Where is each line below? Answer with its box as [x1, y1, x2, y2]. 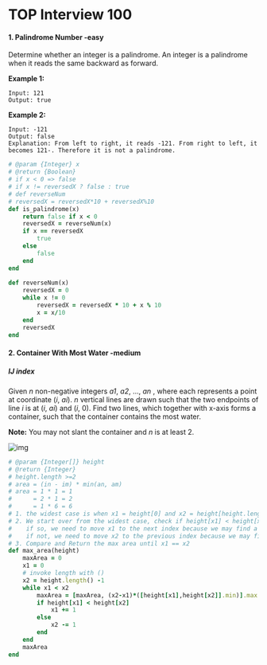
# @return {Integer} [8, 465, 77, 473]
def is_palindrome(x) [8, 205, 80, 213]
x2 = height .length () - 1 [22, 576, 105, 585]
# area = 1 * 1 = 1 [8, 487, 73, 495]
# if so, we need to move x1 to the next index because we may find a [8, 524, 258, 533]
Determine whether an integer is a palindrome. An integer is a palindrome [8, 50, 249, 60]
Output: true [8, 96, 52, 104]
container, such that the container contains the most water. [8, 412, 201, 421]
